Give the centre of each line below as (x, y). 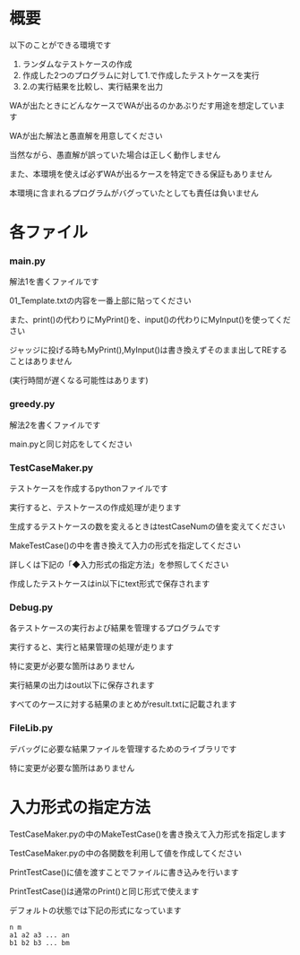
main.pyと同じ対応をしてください (71, 444)
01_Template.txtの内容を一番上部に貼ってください (100, 300)
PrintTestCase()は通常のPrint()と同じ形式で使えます (104, 891)
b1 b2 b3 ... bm (39, 942)
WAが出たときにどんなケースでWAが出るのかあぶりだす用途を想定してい (143, 105)
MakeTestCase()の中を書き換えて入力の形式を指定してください (125, 546)
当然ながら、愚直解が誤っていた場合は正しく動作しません (115, 154)
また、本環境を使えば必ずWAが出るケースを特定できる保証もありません (141, 174)
